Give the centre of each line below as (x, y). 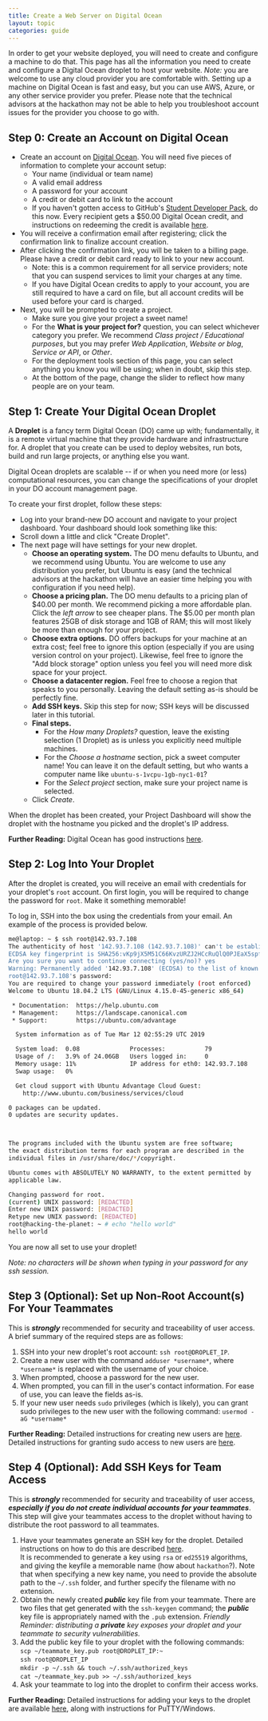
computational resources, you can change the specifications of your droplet (133, 480)
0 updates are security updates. (64, 1115)
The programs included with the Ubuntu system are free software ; (121, 1143)
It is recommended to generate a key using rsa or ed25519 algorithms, (134, 1557)
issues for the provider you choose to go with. (84, 113)
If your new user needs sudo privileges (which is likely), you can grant (134, 1402)
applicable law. (35, 1180)
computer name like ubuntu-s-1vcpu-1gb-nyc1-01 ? (125, 774)
